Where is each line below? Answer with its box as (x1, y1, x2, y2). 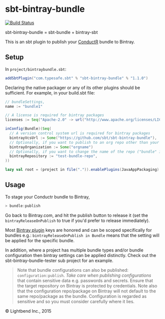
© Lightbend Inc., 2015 (5, 308, 52, 314)
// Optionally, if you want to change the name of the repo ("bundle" (9, 149, 157, 154)
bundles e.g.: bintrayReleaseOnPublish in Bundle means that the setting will (5, 232, 160, 238)
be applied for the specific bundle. (5, 237, 75, 243)
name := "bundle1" (5, 104, 43, 109)
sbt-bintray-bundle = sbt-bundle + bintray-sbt (5, 29, 98, 35)
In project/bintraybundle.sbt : (5, 66, 66, 72)
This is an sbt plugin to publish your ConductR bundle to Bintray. (5, 38, 135, 45)
